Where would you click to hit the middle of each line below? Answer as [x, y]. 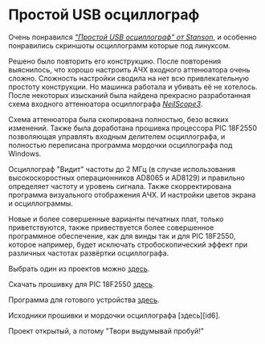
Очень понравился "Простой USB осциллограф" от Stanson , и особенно [132, 37]
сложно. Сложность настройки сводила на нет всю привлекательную [129, 78]
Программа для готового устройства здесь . [84, 300]
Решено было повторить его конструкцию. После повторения [115, 61]
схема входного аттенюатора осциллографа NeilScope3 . [106, 104]
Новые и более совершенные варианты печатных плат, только [116, 219]
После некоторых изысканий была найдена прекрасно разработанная [130, 95]
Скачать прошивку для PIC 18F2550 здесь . [82, 284]
